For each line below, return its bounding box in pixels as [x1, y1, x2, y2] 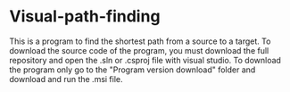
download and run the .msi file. [9, 73, 123, 84]
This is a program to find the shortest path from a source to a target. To [9, 36, 271, 46]
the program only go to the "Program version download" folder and [9, 64, 256, 75]
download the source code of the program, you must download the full [9, 45, 269, 55]
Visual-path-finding [9, 6, 161, 27]
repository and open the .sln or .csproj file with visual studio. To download [9, 54, 281, 65]
